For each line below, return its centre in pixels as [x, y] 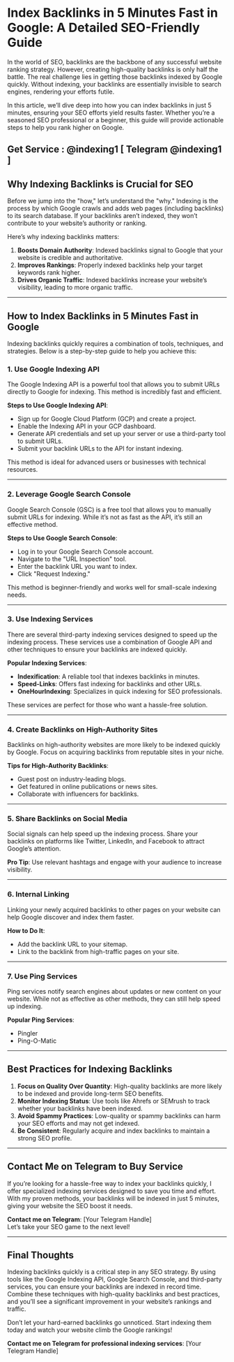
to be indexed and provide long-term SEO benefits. [90, 1093]
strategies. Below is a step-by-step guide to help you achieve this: [102, 351]
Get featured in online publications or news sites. [87, 787]
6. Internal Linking [38, 894]
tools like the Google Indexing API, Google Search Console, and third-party [115, 1280]
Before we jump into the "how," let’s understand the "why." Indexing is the [113, 201]
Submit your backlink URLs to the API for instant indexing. [100, 449]
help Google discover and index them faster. [71, 917]
